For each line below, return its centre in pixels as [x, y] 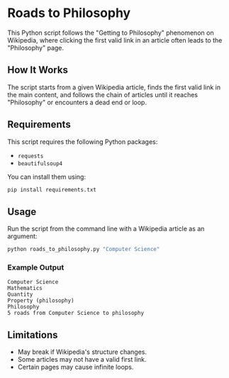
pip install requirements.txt [52, 189]
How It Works [38, 70]
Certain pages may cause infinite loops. [76, 367]
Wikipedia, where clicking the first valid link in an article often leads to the [115, 40]
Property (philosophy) [41, 301]
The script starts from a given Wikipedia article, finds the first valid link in [114, 87]
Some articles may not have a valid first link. [82, 360]
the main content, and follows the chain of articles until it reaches [103, 94]
